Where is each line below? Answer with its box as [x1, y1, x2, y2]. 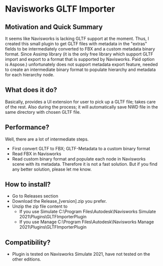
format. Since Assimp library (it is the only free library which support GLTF [5, 51, 154, 57]
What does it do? [5, 86, 57, 94]
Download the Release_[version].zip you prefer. [12, 198, 107, 204]
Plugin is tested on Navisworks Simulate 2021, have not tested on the [12, 251, 150, 257]
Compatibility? [5, 238, 51, 247]
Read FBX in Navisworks [12, 151, 62, 157]
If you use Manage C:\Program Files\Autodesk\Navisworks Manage [19, 219, 154, 225]
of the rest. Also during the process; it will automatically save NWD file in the [5, 104, 158, 110]
